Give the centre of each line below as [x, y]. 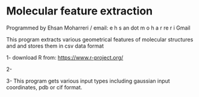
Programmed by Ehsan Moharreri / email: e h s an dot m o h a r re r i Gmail [99, 28]
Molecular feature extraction [79, 11]
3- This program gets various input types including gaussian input [88, 81]
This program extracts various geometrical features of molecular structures [100, 39]
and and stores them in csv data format [55, 46]
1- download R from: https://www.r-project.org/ [65, 57]
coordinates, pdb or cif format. [44, 87]
